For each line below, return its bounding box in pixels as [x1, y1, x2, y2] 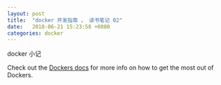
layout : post [7, 10, 45, 17]
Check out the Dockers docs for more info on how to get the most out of [7, 63, 214, 72]
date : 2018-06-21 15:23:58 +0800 [7, 23, 110, 30]
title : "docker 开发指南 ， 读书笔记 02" [7, 17, 123, 24]
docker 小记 [7, 49, 42, 58]
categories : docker [7, 29, 64, 37]
